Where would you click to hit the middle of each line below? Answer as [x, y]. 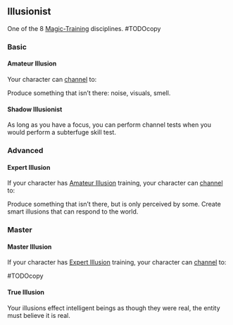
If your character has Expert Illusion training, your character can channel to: [117, 262]
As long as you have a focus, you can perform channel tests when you [109, 125]
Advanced [25, 151]
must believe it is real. [39, 315]
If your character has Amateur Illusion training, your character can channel [115, 183]
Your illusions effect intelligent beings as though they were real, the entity [114, 308]
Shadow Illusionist [35, 109]
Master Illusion [30, 247]
